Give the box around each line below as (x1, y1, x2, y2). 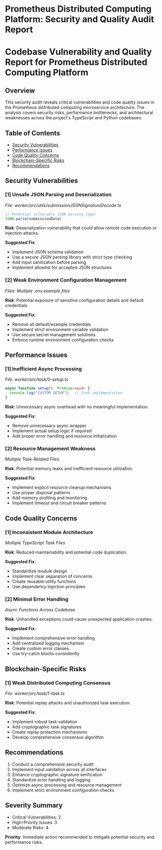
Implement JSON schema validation (12, 249, 84, 255)
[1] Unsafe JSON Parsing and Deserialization (5, 191, 112, 198)
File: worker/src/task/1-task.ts (5, 690, 65, 697)
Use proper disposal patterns (12, 490, 71, 496)
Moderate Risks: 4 (12, 824, 49, 831)
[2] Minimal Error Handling (5, 595, 69, 602)
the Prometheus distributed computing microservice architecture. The (5, 105, 145, 111)
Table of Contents (5, 129, 61, 137)
